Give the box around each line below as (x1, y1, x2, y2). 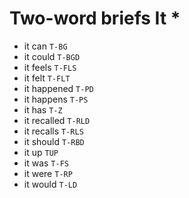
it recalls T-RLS (23, 125, 84, 137)
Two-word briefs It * (9, 7, 181, 30)
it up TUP (23, 146, 59, 158)
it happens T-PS (23, 93, 89, 105)
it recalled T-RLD (23, 114, 91, 126)
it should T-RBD (23, 135, 85, 147)
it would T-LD (23, 178, 78, 190)
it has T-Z (23, 103, 63, 116)
